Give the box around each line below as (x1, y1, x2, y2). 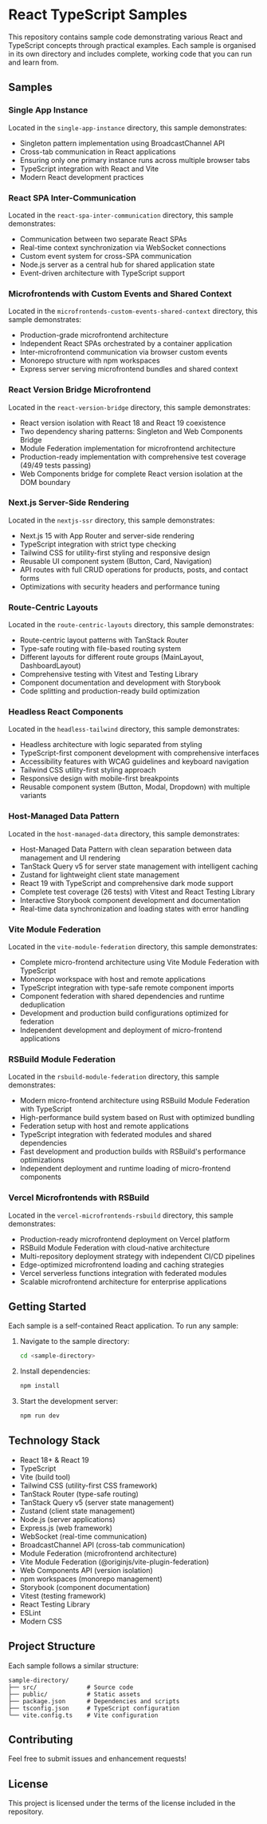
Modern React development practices (19, 172, 144, 181)
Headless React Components (8, 706, 124, 717)
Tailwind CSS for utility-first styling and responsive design (19, 547, 211, 557)
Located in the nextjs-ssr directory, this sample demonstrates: (8, 515, 215, 525)
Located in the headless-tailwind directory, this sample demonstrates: (8, 725, 241, 734)
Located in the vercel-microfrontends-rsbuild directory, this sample (8, 1210, 234, 1220)
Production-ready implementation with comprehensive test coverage (19, 451, 246, 461)
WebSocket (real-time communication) (19, 1532, 147, 1541)
